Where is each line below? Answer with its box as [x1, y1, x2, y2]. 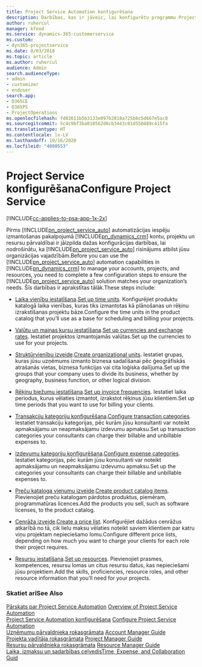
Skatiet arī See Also [6, 589, 63, 598]
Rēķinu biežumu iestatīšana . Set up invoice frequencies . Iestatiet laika [14, 388, 186, 395]
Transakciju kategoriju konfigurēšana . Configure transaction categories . [14, 412, 191, 420]
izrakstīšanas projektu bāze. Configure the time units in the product [14, 308, 180, 315]
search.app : [6, 93, 36, 99]
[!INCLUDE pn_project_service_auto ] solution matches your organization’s [6, 278, 188, 285]
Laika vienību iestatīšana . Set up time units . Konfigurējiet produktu [14, 296, 178, 303]
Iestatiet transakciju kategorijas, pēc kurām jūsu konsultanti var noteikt [14, 419, 190, 426]
